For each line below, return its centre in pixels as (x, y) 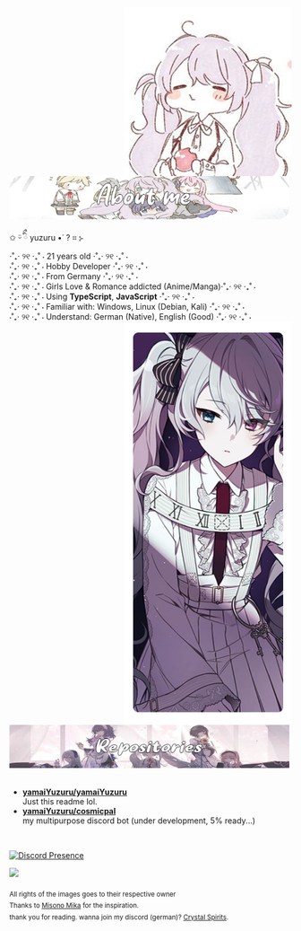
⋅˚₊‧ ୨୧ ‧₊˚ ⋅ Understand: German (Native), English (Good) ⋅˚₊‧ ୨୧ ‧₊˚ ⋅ (130, 317)
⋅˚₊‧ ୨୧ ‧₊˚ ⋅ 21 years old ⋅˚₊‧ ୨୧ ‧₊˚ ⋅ (69, 256)
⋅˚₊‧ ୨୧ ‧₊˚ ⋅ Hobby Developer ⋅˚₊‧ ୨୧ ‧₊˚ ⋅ (78, 267)
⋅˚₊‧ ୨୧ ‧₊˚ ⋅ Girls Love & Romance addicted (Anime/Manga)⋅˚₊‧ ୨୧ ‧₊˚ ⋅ (133, 286)
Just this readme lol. (60, 801)
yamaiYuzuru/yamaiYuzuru (75, 792)
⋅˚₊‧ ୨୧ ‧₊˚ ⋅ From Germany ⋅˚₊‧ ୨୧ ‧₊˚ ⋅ (74, 277)
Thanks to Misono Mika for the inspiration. (74, 906)
